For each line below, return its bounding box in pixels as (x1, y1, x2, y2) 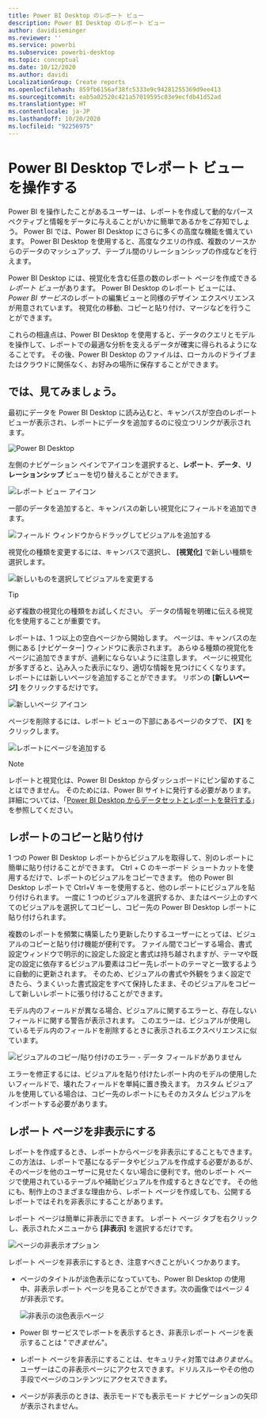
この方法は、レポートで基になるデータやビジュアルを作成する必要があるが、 (8, 1157, 257, 1167)
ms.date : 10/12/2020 (8, 64, 77, 71)
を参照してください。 (8, 805, 78, 815)
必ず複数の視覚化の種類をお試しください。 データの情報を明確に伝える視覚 (8, 606, 253, 615)
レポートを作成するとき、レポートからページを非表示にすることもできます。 (8, 1147, 256, 1157)
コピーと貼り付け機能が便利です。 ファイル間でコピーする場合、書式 (28, 939, 253, 949)
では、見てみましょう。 (8, 385, 123, 399)
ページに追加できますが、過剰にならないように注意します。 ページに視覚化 (8, 653, 252, 662)
